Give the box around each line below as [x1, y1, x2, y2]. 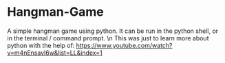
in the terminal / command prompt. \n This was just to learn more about [7, 34, 209, 42]
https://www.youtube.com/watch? [76, 41, 173, 49]
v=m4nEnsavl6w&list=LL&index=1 [7, 49, 103, 57]
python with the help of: [7, 41, 75, 49]
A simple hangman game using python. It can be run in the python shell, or [7, 27, 219, 35]
